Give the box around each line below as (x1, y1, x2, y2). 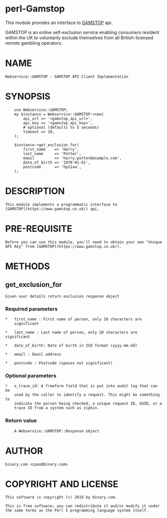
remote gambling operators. (5, 40, 63, 46)
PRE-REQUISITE (5, 223, 72, 234)
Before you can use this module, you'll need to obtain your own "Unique (5, 239, 162, 245)
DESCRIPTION (5, 186, 65, 197)
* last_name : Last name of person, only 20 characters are (5, 329, 137, 335)
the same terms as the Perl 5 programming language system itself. (5, 508, 149, 513)
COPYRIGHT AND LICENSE (5, 478, 118, 489)
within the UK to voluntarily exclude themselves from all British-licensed (5, 35, 153, 41)
